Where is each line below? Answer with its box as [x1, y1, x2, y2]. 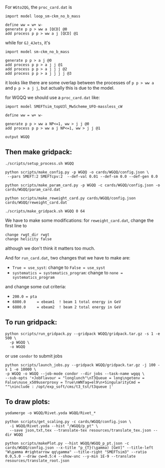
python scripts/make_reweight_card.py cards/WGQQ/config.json [5, 196, 136, 201]
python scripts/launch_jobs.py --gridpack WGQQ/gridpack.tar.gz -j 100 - [5, 363, 161, 367]
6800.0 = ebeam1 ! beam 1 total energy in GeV [12, 299, 121, 304]
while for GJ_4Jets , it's [5, 40, 50, 46]
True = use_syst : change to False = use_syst [12, 264, 105, 270]
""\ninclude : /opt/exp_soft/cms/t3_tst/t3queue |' [5, 384, 114, 389]
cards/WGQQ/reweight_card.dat [5, 200, 68, 205]
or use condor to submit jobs [5, 353, 63, 359]
